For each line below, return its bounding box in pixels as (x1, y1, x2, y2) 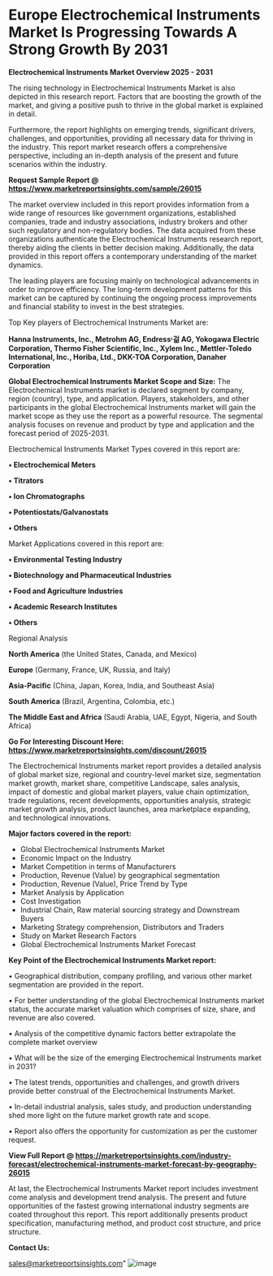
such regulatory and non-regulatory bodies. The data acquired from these (8, 225, 256, 235)
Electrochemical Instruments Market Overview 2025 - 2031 (8, 67, 214, 76)
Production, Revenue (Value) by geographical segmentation (19, 870, 221, 880)
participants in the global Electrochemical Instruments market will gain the (8, 402, 256, 412)
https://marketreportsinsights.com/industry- (75, 1150, 232, 1160)
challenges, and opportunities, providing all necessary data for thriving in (8, 133, 253, 143)
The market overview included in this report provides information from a (8, 199, 249, 209)
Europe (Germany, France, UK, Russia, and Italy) (8, 665, 171, 675)
